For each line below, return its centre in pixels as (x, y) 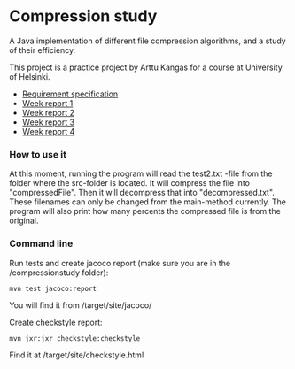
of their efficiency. (43, 50)
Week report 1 (47, 103)
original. (24, 221)
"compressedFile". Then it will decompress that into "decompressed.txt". (142, 193)
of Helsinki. (30, 76)
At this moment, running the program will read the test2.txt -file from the (141, 173)
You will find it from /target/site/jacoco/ (81, 305)
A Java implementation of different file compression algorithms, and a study (147, 41)
